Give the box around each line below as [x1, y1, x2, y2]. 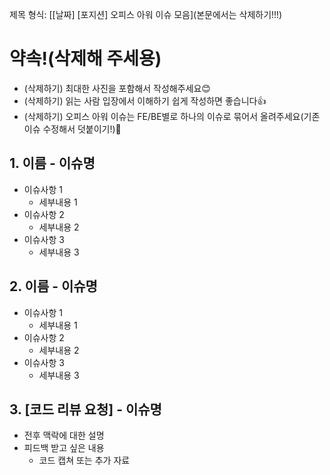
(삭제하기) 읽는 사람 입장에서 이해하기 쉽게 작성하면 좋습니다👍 [23, 94, 267, 107]
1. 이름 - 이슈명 [9, 155, 96, 172]
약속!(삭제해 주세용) [9, 48, 162, 70]
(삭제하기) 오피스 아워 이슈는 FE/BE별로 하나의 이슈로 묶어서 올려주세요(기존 [23, 110, 321, 122]
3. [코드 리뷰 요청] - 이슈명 [9, 401, 162, 418]
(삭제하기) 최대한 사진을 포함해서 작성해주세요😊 [23, 82, 211, 94]
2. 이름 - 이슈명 [9, 278, 98, 295]
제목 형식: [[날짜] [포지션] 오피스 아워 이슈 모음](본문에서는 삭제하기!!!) [9, 9, 283, 20]
